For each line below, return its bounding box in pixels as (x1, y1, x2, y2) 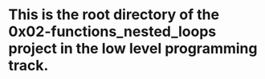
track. (8, 57, 49, 75)
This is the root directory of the (8, 6, 219, 24)
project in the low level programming (8, 40, 258, 57)
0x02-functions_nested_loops (8, 22, 217, 41)
